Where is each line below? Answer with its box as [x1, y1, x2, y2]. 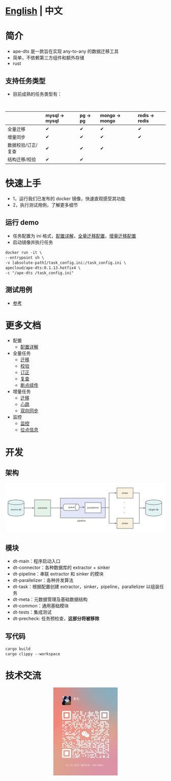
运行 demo [5, 218, 39, 227]
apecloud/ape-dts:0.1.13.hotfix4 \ [5, 265, 81, 270]
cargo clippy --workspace [5, 651, 60, 657]
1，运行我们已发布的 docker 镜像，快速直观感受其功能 [12, 195, 126, 201]
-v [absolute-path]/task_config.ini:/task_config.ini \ [5, 260, 126, 265]
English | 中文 [5, 5, 63, 17]
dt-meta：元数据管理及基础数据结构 [12, 596, 88, 602]
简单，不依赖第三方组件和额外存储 [12, 55, 84, 61]
